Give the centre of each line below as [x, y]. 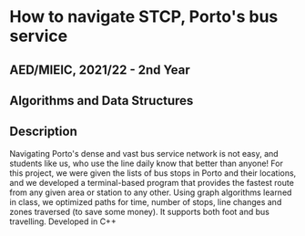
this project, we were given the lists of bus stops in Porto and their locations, [153, 173]
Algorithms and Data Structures [102, 101]
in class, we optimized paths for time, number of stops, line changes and [146, 201]
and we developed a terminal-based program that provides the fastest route [152, 182]
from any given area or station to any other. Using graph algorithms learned [151, 192]
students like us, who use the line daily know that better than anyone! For [147, 163]
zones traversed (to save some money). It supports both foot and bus [140, 211]
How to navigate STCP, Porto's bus [144, 17]
